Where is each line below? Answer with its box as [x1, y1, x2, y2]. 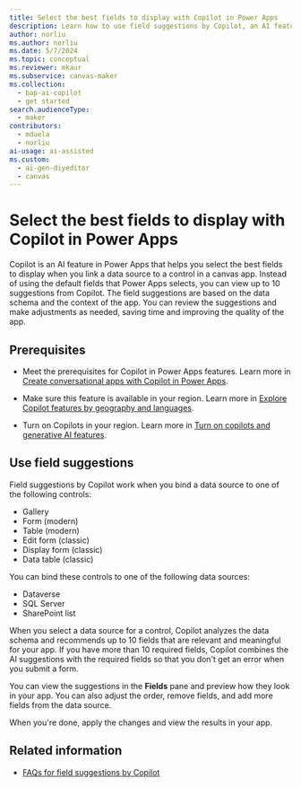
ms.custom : [9, 154, 50, 164]
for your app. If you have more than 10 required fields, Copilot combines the [9, 643, 289, 655]
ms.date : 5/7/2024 [9, 47, 78, 56]
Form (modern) [21, 515, 79, 526]
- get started [17, 96, 70, 106]
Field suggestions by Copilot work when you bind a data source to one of [9, 479, 279, 490]
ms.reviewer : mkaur [9, 64, 82, 73]
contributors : [9, 122, 63, 131]
